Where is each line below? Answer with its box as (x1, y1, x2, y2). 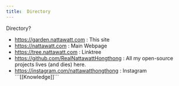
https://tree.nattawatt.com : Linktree (14, 48, 101, 56)
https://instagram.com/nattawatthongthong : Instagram (14, 67, 147, 74)
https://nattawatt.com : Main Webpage (14, 42, 107, 49)
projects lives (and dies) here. (14, 61, 86, 68)
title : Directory (6, 8, 51, 15)
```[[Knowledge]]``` (14, 73, 59, 80)
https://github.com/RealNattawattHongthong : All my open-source (14, 54, 174, 61)
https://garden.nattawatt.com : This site (14, 36, 110, 43)
